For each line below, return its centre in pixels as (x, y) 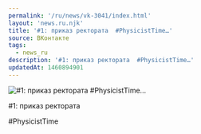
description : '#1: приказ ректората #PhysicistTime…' (101, 61)
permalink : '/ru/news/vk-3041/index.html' (80, 16)
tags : (17, 45)
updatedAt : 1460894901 (46, 68)
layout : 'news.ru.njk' (46, 23)
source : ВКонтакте (39, 38)
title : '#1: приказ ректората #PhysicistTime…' (91, 30)
